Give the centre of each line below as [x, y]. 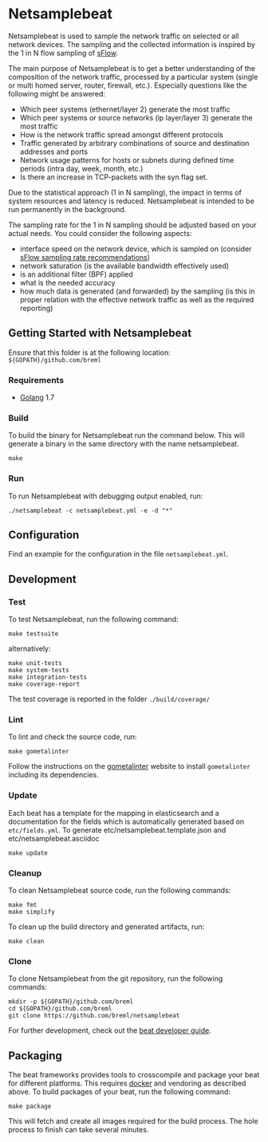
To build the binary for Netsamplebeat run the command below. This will [126, 435]
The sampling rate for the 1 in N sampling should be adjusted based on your [132, 225]
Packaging [35, 1055]
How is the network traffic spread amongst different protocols [121, 134]
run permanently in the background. [67, 209]
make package [30, 1107]
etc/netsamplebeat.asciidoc [54, 838]
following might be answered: [57, 93]
